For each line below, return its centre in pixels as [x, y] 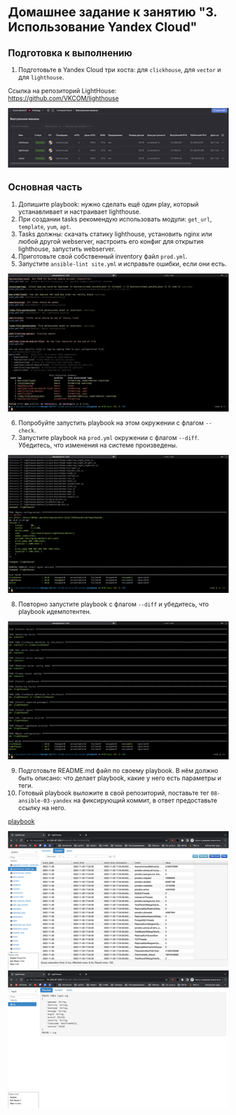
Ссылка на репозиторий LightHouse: [62, 91]
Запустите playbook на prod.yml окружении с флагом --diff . [109, 437]
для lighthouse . [41, 77]
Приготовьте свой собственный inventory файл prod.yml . [103, 256]
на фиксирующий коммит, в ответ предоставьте [145, 800]
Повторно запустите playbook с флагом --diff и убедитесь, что [113, 604]
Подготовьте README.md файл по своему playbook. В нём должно [118, 770]
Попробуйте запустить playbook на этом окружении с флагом [111, 423]
